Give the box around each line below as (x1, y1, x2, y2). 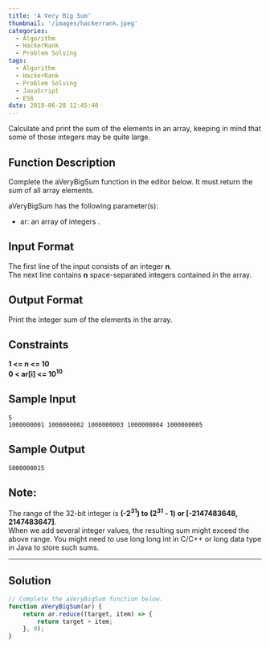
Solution (8, 573, 51, 588)
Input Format (8, 240, 75, 254)
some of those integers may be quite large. (8, 132, 151, 142)
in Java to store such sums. (8, 543, 100, 552)
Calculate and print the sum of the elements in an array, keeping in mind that (8, 124, 261, 134)
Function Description (8, 155, 117, 169)
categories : (8, 27, 48, 35)
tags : (8, 57, 27, 65)
